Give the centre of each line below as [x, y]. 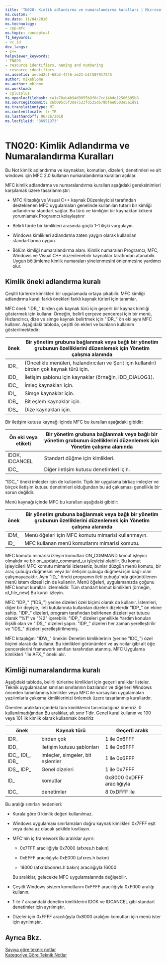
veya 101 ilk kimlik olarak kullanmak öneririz [49, 718]
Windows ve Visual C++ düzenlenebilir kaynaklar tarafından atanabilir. [84, 255]
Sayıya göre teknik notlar [31, 950]
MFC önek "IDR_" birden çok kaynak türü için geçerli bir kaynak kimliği [77, 309]
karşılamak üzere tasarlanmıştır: [38, 190]
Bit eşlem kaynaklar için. [53, 402]
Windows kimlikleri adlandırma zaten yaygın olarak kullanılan [74, 235]
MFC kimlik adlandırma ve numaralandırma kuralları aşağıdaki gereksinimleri [83, 185]
